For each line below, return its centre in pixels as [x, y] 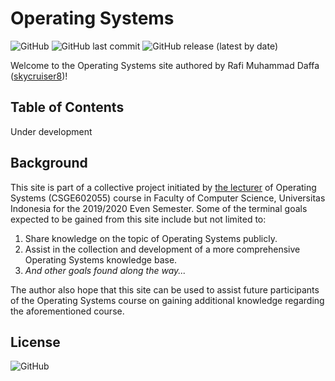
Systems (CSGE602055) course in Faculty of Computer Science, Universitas [168, 198]
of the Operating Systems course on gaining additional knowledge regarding [167, 300]
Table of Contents [67, 107]
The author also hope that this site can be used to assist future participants [165, 289]
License [35, 342]
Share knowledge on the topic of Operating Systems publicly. [151, 238]
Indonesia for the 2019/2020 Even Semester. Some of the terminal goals [159, 208]
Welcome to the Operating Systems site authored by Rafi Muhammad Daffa [165, 65]
